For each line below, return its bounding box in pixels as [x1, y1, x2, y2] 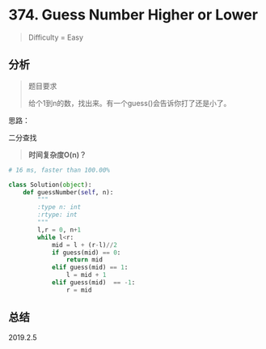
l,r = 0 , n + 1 [37, 225, 82, 234]
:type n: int [37, 203, 82, 211]
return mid [65, 256, 103, 264]
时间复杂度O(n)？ [27, 150, 87, 160]
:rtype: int [37, 211, 78, 219]
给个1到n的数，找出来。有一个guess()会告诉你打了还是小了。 [27, 98, 231, 108]
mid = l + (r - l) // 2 [51, 240, 117, 249]
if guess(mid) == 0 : [51, 249, 121, 257]
